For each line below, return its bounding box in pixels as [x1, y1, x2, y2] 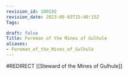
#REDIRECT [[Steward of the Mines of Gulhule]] [6, 62, 123, 69]
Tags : [6, 19, 20, 25]
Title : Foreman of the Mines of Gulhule [6, 36, 108, 42]
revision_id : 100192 [6, 8, 57, 15]
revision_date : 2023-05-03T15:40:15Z [6, 14, 100, 20]
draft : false [6, 30, 39, 36]
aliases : [6, 41, 28, 47]
